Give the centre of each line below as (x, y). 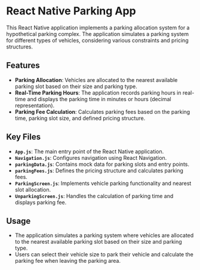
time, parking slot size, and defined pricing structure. (80, 118)
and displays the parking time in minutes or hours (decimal (99, 99)
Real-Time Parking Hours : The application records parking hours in (98, 92)
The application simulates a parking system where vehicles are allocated (104, 235)
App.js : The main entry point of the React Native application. (89, 151)
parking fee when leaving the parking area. (68, 261)
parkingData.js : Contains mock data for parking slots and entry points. (102, 164)
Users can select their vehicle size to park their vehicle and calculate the (104, 254)
